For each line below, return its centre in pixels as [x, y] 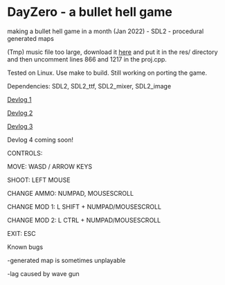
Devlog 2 [20, 113]
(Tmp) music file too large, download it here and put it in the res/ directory [112, 52]
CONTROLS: [25, 153]
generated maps [30, 38]
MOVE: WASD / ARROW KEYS [50, 166]
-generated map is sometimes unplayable [66, 260]
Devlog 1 [19, 99]
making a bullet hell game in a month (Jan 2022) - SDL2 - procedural [106, 31]
